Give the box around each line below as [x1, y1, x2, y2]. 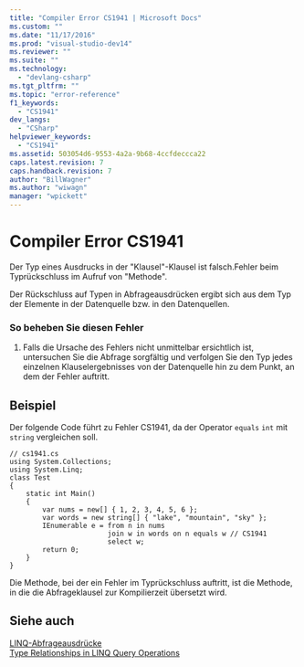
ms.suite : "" [9, 56, 59, 65]
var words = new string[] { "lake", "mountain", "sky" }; [42, 513, 267, 523]
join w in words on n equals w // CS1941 [107, 529, 267, 539]
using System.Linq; [9, 465, 84, 475]
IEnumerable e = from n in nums [42, 522, 166, 531]
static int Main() [26, 490, 96, 499]
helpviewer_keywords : [9, 132, 92, 142]
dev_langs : [9, 115, 51, 124]
